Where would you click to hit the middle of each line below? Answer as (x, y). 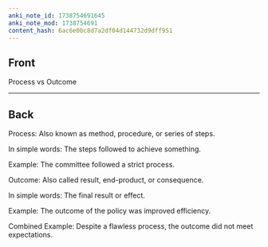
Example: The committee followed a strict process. (92, 165)
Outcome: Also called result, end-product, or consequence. (106, 180)
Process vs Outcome (43, 82)
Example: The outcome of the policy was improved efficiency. (110, 211)
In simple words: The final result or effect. (77, 195)
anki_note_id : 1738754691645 (57, 16)
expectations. (31, 235)
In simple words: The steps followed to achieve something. (105, 149)
